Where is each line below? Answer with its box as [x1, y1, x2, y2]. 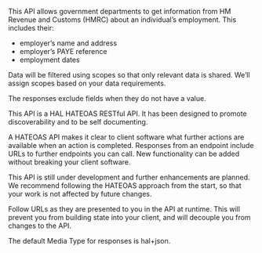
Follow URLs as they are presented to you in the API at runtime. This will [8, 204, 241, 214]
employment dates [19, 55, 80, 64]
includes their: [8, 23, 55, 32]
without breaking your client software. [8, 157, 131, 167]
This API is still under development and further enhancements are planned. [8, 172, 250, 182]
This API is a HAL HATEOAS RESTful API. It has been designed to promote [8, 109, 247, 118]
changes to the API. [8, 221, 72, 230]
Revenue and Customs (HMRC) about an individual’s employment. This [8, 15, 237, 24]
